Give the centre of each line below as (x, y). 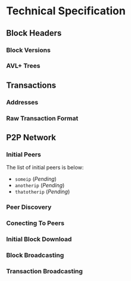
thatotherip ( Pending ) (42, 192)
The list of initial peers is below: (45, 168)
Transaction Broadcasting (45, 271)
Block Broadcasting (35, 255)
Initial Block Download (39, 239)
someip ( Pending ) (35, 179)
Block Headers (34, 33)
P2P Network (31, 138)
